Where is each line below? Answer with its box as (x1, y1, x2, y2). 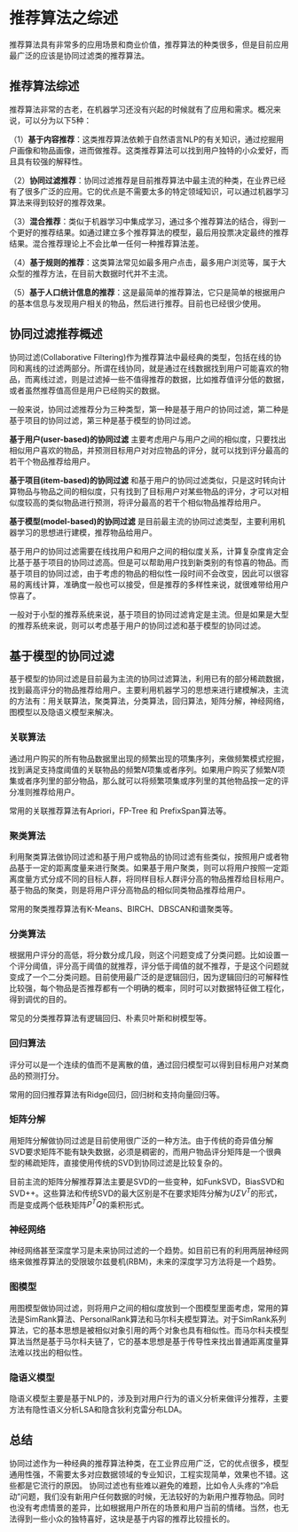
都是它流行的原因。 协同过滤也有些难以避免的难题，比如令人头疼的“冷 (16, 1480, 272, 1490)
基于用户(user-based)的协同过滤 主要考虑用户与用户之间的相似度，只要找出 (9, 434, 286, 444)
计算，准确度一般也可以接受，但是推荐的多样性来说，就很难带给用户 (39, 578, 289, 590)
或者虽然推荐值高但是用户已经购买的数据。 (9, 385, 165, 396)
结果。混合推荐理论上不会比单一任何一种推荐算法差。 (9, 238, 204, 248)
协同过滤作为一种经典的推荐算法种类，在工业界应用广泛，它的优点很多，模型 (9, 1457, 289, 1468)
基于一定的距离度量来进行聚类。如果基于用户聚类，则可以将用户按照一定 (16, 862, 281, 873)
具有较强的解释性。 (16, 156, 87, 167)
